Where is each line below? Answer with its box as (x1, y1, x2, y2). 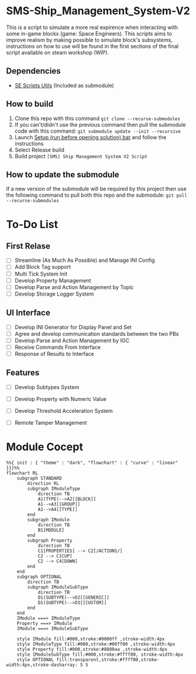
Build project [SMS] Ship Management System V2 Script (14, 152, 148, 159)
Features (6, 368, 40, 378)
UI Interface (6, 308, 51, 318)
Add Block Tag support (14, 264, 71, 271)
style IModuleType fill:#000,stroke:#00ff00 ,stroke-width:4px (17, 641, 176, 647)
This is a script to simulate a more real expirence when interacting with (6, 24, 178, 31)
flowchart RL (6, 470, 38, 476)
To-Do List (6, 217, 58, 231)
